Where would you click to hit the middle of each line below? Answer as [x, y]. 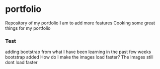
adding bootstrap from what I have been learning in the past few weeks [78, 52]
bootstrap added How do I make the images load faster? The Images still [79, 57]
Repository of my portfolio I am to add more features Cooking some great [80, 23]
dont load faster [22, 63]
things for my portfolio [28, 28]
